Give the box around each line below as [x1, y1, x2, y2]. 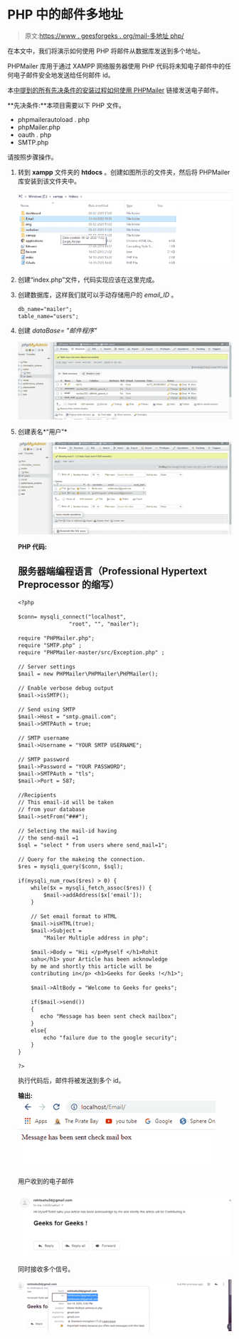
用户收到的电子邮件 [17, 1176, 75, 1185]
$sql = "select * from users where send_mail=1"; [17, 841, 169, 849]
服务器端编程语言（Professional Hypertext [17, 565, 208, 578]
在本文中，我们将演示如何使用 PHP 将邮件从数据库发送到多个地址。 [7, 46, 205, 55]
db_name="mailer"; [17, 305, 73, 312]
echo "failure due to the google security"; [43, 1034, 178, 1042]
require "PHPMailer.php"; [17, 634, 95, 642]
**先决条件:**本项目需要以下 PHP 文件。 [7, 101, 126, 109]
